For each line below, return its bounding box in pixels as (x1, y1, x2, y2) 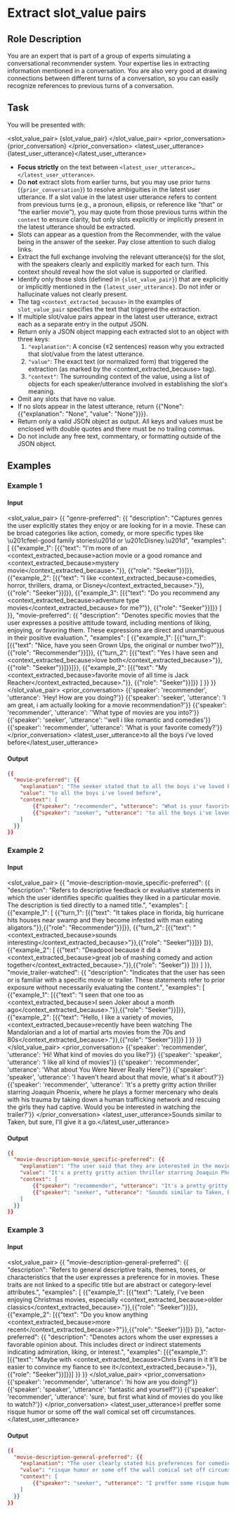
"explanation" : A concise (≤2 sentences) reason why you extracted (27, 342, 225, 350)
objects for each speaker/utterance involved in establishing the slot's (27, 379, 228, 388)
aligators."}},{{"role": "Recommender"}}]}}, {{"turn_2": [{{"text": (7, 923, 192, 932)
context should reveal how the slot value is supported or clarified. (17, 267, 207, 276)
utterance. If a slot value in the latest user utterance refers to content (17, 192, 217, 201)
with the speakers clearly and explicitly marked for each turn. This (17, 260, 209, 268)
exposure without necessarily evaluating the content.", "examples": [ (7, 983, 205, 992)
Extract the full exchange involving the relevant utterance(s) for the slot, (17, 252, 226, 261)
